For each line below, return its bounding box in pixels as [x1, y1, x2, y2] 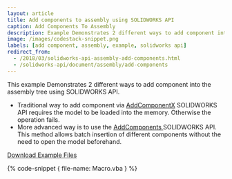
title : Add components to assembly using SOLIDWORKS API [7, 17, 175, 23]
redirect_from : [7, 49, 51, 56]
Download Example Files [7, 151, 77, 159]
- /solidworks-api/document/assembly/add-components [13, 61, 168, 68]
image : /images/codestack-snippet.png [7, 36, 119, 43]
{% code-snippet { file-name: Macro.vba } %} [7, 164, 138, 172]
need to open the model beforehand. [17, 137, 122, 145]
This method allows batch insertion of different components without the [17, 130, 222, 138]
